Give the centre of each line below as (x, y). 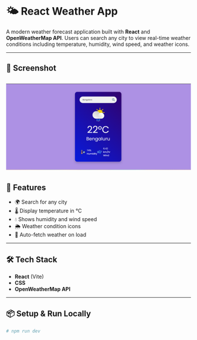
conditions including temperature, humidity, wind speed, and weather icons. (98, 44)
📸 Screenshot (31, 68)
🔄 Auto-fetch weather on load (50, 235)
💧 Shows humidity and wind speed (56, 219)
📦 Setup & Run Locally (49, 314)
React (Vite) (29, 276)
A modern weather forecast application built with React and (78, 31)
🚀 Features (26, 187)
